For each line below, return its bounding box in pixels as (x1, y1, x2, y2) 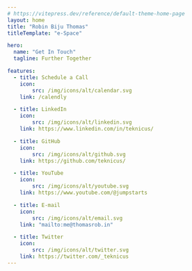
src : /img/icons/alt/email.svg (32, 215, 123, 222)
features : (7, 67, 36, 74)
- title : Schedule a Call (13, 74, 89, 81)
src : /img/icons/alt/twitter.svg (32, 247, 129, 254)
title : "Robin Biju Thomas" (7, 23, 89, 30)
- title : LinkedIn (13, 106, 67, 113)
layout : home (7, 17, 45, 24)
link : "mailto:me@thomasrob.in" (19, 221, 113, 228)
